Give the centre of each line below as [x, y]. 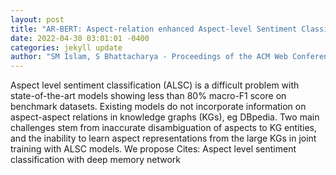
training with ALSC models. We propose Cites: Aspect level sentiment [153, 149]
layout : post [37, 19]
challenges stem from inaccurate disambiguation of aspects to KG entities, [163, 128]
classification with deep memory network [95, 160]
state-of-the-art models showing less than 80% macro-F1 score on [148, 96]
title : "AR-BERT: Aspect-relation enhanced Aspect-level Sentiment [154, 29]
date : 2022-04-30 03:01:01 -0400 [80, 38]
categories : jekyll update [66, 47]
